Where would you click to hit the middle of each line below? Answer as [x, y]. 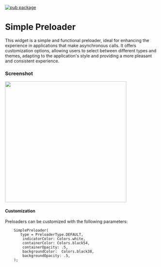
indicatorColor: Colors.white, [54, 239]
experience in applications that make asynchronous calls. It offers [71, 45]
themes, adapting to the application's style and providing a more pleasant [78, 56]
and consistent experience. [32, 61]
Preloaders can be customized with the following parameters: [66, 222]
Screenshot [19, 74]
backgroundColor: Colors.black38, [58, 252]
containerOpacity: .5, [45, 247]
